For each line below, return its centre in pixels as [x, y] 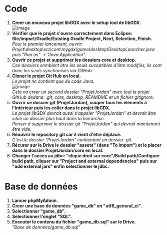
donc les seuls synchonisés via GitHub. [52, 70]
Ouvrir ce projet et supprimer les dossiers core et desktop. [74, 60]
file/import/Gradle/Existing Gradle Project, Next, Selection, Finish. [82, 39]
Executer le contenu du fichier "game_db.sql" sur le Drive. [74, 221]
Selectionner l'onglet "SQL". [42, 216]
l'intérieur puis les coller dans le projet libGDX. [61, 108]
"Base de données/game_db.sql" [46, 227]
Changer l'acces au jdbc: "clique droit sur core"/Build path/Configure [86, 155]
